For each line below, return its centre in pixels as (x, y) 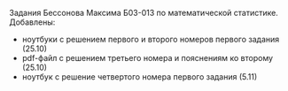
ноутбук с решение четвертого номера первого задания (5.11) (140, 77)
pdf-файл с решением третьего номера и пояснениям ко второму (147, 58)
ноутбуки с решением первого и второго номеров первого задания (151, 39)
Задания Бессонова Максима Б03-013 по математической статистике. (144, 13)
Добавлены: (32, 22)
